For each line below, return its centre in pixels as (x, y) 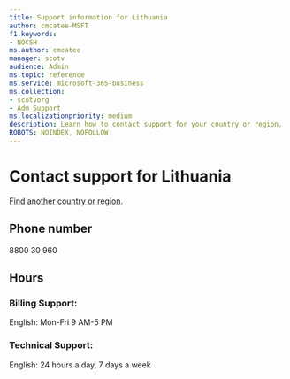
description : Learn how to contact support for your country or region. (146, 125)
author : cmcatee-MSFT (49, 26)
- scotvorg (29, 100)
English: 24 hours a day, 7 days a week (80, 365)
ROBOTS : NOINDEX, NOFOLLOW (59, 133)
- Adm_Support (35, 108)
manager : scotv (37, 58)
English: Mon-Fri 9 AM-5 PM (61, 322)
